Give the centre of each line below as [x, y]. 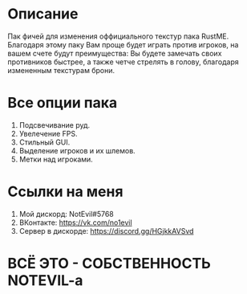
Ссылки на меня [65, 192]
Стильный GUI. [45, 142]
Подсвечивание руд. [55, 125]
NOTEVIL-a [45, 280]
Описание [43, 14]
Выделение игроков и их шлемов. [77, 150]
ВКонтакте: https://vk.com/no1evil [76, 223]
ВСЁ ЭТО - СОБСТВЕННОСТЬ [109, 263]
